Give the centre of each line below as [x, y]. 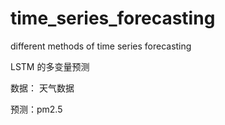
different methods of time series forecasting [101, 46]
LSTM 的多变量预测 [50, 66]
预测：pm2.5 [36, 109]
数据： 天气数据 [42, 88]
